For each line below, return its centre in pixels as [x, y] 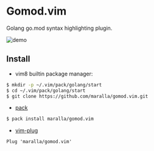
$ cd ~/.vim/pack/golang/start [46, 90]
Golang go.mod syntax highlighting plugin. [59, 28]
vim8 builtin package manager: [54, 74]
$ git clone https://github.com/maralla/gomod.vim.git [77, 96]
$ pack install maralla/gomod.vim [50, 119]
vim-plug [26, 131]
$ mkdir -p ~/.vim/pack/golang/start [54, 85]
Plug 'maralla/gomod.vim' [39, 142]
